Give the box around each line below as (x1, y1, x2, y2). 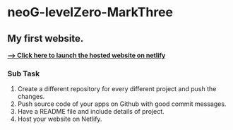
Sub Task (7, 69, 40, 78)
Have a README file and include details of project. (17, 107, 165, 116)
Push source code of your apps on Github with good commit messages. (17, 100, 227, 108)
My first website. (7, 32, 84, 45)
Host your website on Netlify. (17, 114, 102, 124)
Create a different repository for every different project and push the (17, 85, 217, 93)
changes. (17, 93, 45, 101)
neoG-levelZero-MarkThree (7, 4, 174, 20)
